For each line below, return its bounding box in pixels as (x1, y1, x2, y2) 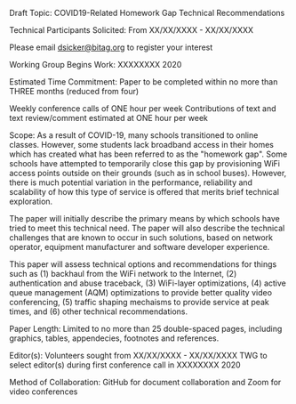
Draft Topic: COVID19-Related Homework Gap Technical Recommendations (9, 8, 285, 18)
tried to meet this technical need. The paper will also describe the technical (9, 222, 285, 233)
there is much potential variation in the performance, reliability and (9, 177, 253, 188)
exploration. (9, 196, 53, 206)
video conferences (9, 386, 78, 397)
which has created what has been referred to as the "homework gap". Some (9, 149, 288, 159)
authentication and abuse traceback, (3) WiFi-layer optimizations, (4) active (9, 278, 286, 288)
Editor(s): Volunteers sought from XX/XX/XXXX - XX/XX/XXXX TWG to (9, 351, 268, 360)
